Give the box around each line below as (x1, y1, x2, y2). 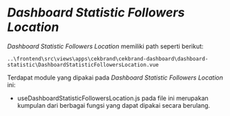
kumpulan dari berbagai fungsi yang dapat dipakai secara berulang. (17, 101, 211, 109)
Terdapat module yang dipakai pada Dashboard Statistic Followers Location (7, 73, 223, 82)
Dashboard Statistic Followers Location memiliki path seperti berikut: (7, 42, 204, 50)
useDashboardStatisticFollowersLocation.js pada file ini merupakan (17, 94, 209, 102)
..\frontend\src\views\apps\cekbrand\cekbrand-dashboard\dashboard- (7, 55, 209, 62)
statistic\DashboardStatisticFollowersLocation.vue (7, 61, 159, 68)
